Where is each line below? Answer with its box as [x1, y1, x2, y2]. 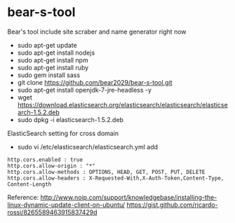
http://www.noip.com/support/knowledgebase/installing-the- [40, 193, 217, 201]
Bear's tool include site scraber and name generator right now [7, 27, 187, 36]
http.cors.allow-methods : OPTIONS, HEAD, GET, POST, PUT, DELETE [7, 168, 206, 175]
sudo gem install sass [17, 71, 81, 79]
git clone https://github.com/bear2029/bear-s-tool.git [17, 78, 173, 86]
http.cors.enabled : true [7, 156, 83, 163]
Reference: [7, 193, 39, 201]
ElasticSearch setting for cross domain [7, 129, 119, 137]
